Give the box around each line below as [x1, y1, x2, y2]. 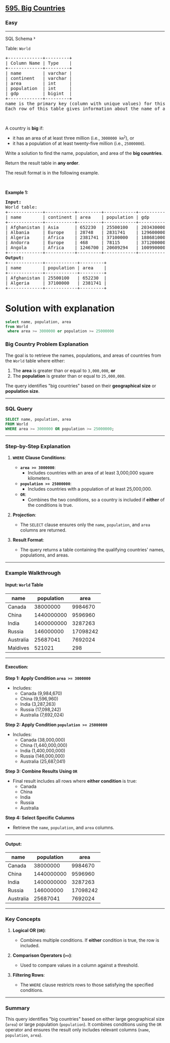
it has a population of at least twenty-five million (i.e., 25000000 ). [12, 140, 146, 146]
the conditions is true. [27, 502, 73, 508]
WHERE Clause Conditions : [12, 454, 66, 460]
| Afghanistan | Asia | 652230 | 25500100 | [5, 224, 139, 230]
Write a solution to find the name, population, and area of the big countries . [5, 150, 163, 156]
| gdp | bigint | [5, 91, 72, 96]
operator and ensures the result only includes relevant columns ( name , [5, 1026, 150, 1032]
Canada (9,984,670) [20, 691, 62, 697]
